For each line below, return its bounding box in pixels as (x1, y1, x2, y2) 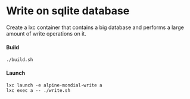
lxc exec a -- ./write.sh (6, 88, 70, 94)
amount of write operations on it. (6, 30, 86, 37)
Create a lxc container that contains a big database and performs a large (6, 24, 185, 31)
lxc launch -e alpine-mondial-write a (6, 82, 102, 88)
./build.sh (6, 57, 33, 63)
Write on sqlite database (6, 4, 130, 18)
